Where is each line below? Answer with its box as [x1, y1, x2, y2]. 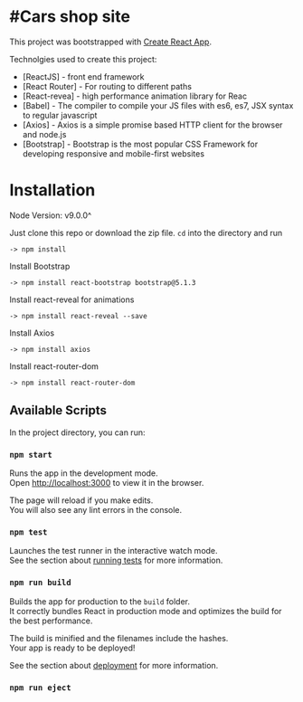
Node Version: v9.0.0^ [9, 210, 92, 221]
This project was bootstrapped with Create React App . [9, 36, 213, 47]
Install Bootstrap [9, 261, 71, 271]
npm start [9, 450, 52, 460]
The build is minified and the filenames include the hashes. [9, 632, 229, 643]
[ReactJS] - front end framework [22, 71, 145, 82]
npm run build [9, 577, 71, 588]
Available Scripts [9, 403, 107, 418]
